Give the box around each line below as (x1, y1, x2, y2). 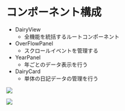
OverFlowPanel (14, 40, 53, 47)
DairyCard (14, 68, 41, 75)
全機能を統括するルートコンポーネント (24, 33, 120, 40)
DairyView (14, 25, 41, 33)
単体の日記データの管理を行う (24, 75, 98, 82)
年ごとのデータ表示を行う (24, 61, 88, 68)
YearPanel (14, 54, 41, 61)
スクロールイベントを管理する (24, 46, 98, 54)
